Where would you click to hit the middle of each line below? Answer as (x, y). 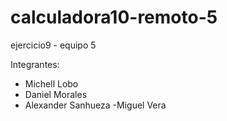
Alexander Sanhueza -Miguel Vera (95, 105)
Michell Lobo (51, 83)
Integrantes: (35, 64)
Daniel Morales (56, 94)
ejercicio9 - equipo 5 (53, 45)
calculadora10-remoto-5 (114, 17)
